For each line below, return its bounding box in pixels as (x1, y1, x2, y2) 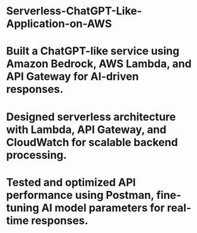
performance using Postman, (6, 188, 154, 202)
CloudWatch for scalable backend (6, 135, 178, 149)
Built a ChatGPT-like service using (6, 44, 180, 58)
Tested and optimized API (6, 175, 136, 189)
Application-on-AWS (6, 17, 112, 31)
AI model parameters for (41, 201, 165, 214)
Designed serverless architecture (6, 110, 176, 123)
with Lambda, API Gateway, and (6, 123, 167, 136)
